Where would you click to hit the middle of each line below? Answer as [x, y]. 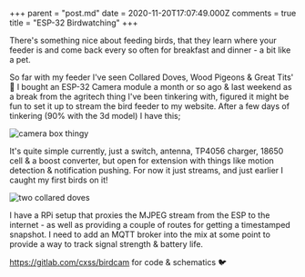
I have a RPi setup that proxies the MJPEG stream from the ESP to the [140, 215]
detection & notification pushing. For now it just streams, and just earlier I [147, 170]
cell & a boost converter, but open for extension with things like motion [142, 161]
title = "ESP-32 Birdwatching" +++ [74, 23]
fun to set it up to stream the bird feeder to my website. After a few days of [149, 106]
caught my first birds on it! [59, 180]
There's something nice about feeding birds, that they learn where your [143, 40]
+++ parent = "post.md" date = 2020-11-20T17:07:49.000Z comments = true [153, 13]
